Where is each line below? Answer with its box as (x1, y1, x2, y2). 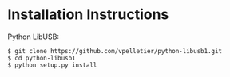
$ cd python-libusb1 (7, 54, 77, 62)
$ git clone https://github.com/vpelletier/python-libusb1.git (7, 47, 223, 55)
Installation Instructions (7, 6, 169, 24)
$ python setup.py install (7, 61, 97, 69)
